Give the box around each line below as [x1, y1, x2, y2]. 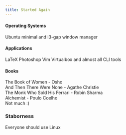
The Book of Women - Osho [5, 79, 63, 85]
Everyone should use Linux [5, 124, 61, 130]
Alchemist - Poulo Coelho [5, 95, 58, 101]
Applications [5, 45, 32, 51]
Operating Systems [5, 23, 46, 29]
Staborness [5, 113, 34, 120]
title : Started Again [5, 7, 50, 12]
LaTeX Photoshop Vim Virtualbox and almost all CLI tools [5, 56, 122, 62]
